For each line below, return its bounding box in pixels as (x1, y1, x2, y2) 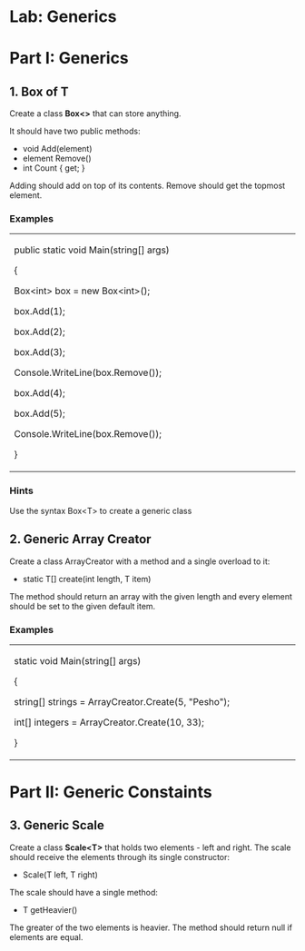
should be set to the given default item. (9, 600, 156, 611)
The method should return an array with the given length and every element (9, 590, 293, 601)
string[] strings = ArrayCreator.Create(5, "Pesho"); (14, 695, 230, 708)
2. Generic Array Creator (9, 531, 152, 547)
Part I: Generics (9, 48, 129, 69)
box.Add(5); (14, 407, 65, 420)
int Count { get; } (22, 163, 86, 173)
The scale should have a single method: (9, 887, 159, 897)
